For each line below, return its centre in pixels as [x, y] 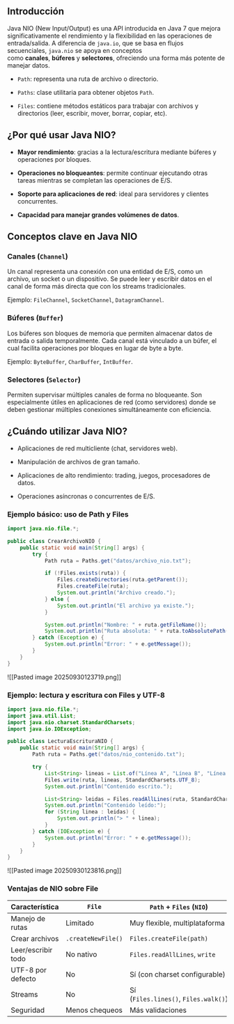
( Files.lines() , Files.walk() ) [179, 998]
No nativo [81, 954]
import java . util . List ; [42, 716]
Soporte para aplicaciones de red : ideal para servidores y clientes [113, 194]
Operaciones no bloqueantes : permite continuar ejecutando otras [112, 173]
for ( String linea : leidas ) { [90, 812]
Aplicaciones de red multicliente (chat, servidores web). [97, 448]
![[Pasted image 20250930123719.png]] [64, 677]
